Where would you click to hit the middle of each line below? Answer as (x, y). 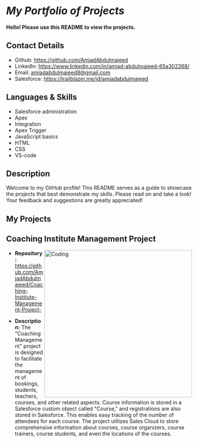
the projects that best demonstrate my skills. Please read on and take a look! (99, 194)
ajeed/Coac (29, 285)
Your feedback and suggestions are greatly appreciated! (75, 200)
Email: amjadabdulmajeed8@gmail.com (62, 72)
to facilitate (28, 358)
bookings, (27, 384)
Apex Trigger (31, 130)
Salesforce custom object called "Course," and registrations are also (98, 408)
